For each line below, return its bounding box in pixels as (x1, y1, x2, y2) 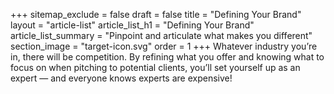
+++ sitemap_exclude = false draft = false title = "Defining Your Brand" (10, 9, 302, 20)
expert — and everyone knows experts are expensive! (10, 72, 233, 84)
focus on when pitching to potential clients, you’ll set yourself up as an (10, 62, 301, 73)
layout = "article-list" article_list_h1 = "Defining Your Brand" (10, 19, 255, 31)
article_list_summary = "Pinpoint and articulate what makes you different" (10, 30, 313, 41)
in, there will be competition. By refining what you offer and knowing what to (10, 51, 325, 63)
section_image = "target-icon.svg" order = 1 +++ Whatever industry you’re (10, 40, 318, 52)
